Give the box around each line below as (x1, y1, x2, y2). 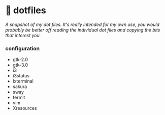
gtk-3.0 (12, 62, 28, 68)
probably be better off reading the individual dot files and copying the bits (5, 26, 160, 33)
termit (12, 94, 25, 101)
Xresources (12, 105, 37, 111)
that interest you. (5, 32, 41, 38)
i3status (12, 73, 29, 79)
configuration (5, 45, 40, 52)
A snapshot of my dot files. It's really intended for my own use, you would (5, 21, 160, 27)
